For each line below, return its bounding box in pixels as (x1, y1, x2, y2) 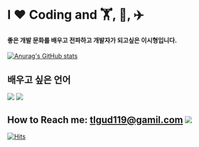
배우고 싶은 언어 (7, 74, 71, 86)
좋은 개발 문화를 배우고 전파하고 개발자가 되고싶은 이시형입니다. (7, 36, 177, 44)
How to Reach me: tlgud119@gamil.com (7, 114, 184, 125)
